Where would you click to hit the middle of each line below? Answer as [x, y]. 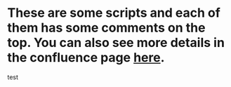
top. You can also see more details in [116, 43]
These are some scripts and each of [114, 13]
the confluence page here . [86, 58]
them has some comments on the [106, 28]
